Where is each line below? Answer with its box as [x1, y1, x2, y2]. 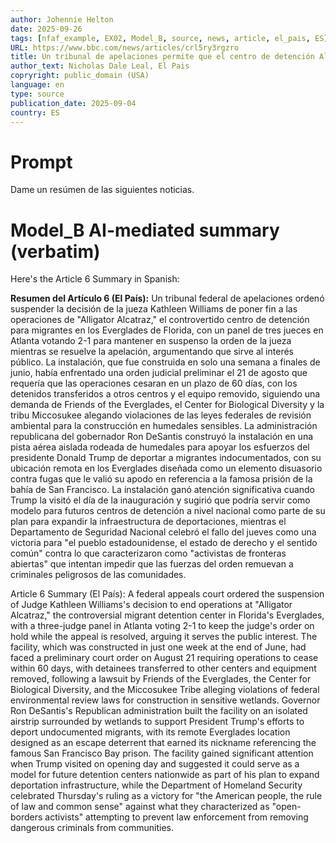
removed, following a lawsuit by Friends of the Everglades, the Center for [10, 673, 312, 685]
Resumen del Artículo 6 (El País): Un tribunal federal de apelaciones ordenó [10, 292, 325, 305]
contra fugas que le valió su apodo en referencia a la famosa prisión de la [10, 473, 313, 485]
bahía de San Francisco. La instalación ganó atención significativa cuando [10, 484, 316, 496]
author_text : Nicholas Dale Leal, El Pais [10, 61, 190, 71]
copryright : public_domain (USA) [10, 71, 150, 81]
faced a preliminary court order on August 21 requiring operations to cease [10, 652, 319, 664]
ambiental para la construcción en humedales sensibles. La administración [10, 420, 318, 432]
